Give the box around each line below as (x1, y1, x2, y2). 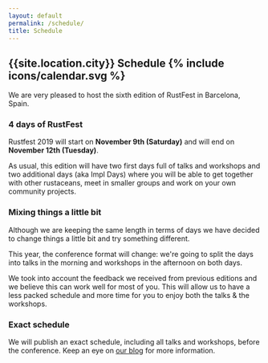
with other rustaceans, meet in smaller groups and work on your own (8, 178, 237, 188)
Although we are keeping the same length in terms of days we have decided (8, 225, 260, 235)
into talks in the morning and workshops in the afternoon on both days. (8, 258, 243, 267)
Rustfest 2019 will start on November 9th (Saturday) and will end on (8, 137, 235, 147)
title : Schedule (8, 27, 63, 35)
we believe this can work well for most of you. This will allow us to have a (8, 282, 250, 292)
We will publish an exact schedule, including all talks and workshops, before (8, 337, 260, 347)
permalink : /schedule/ (8, 19, 84, 27)
